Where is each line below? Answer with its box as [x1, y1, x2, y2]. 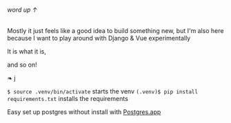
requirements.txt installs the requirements [7, 95, 129, 103]
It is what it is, [7, 47, 47, 56]
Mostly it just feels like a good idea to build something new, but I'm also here [7, 27, 224, 35]
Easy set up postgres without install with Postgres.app [7, 108, 161, 116]
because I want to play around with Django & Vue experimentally [7, 34, 191, 43]
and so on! [7, 60, 38, 69]
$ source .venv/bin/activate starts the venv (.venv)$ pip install [7, 87, 199, 96]
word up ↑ [7, 5, 38, 14]
